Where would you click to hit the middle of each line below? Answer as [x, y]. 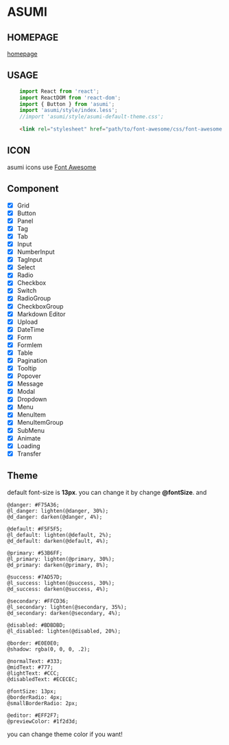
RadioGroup [34, 298]
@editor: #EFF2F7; [33, 715]
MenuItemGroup [40, 423]
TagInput [29, 260]
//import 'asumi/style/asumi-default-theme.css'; [92, 117]
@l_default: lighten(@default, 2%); [59, 535]
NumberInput [36, 252]
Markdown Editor [41, 314]
